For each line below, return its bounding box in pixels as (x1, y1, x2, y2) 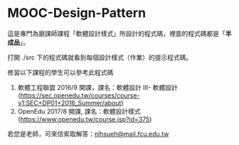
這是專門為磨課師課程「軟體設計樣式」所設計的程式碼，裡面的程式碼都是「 (7, 29, 225, 37)
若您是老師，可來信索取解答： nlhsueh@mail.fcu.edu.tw (7, 129, 169, 138)
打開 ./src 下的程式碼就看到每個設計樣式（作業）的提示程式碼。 (7, 53, 193, 62)
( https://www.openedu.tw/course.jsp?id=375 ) (17, 115, 152, 123)
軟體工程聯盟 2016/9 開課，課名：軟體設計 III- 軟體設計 (17, 83, 178, 91)
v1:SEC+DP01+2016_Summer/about (17, 98, 122, 107)
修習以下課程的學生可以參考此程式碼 (7, 68, 114, 76)
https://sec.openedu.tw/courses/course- (20, 91, 140, 100)
